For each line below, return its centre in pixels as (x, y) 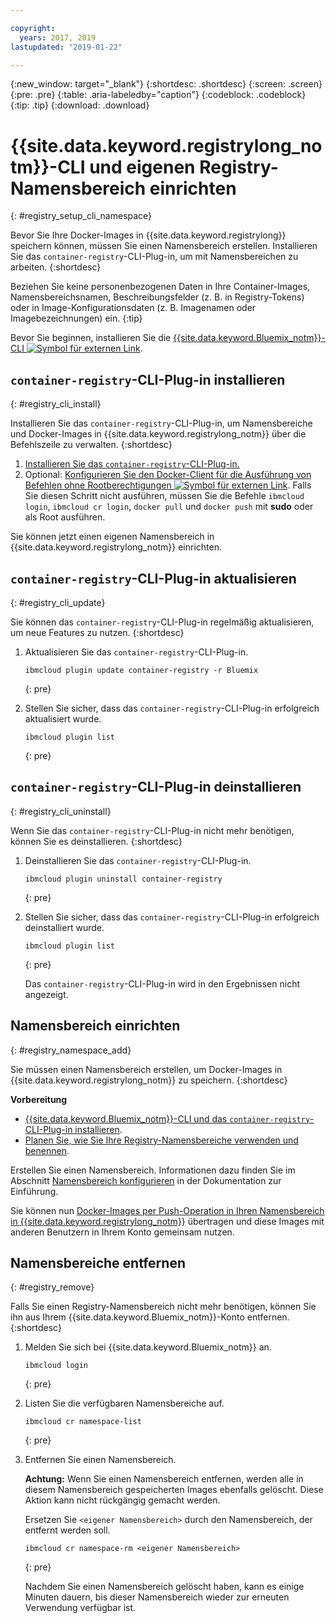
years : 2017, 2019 (58, 37)
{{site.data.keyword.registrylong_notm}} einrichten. (116, 547)
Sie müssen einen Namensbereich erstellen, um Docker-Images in (146, 1069)
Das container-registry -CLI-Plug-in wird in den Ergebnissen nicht (162, 983)
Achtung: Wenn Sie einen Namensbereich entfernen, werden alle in (164, 1479)
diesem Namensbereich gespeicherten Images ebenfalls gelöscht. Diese (174, 1490)
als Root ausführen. (65, 517)
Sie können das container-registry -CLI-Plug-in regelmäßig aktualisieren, (162, 622)
